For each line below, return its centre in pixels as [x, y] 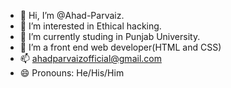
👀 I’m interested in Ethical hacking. [90, 26]
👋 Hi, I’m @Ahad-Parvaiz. [72, 15]
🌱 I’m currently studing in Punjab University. [110, 36]
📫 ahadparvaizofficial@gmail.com [90, 58]
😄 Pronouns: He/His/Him [72, 73]
